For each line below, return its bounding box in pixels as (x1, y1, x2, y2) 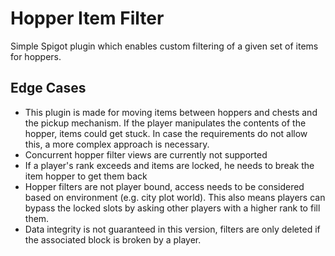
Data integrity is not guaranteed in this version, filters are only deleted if (24, 223, 321, 235)
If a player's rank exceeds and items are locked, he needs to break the (24, 159, 315, 171)
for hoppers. (10, 50, 62, 62)
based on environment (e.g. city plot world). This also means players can (24, 191, 326, 203)
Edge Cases (10, 80, 87, 97)
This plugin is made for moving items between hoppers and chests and (24, 106, 318, 118)
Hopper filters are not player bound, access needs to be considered (24, 180, 305, 192)
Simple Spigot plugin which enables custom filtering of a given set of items (10, 40, 319, 52)
